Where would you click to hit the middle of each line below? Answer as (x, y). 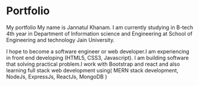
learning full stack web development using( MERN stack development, (92, 70)
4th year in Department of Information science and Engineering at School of (99, 33)
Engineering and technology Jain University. (60, 40)
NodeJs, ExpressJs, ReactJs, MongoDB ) (57, 77)
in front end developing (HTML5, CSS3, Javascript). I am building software (97, 58)
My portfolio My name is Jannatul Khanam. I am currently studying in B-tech (100, 27)
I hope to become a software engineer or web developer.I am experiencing (98, 51)
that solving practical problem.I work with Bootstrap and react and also (93, 64)
